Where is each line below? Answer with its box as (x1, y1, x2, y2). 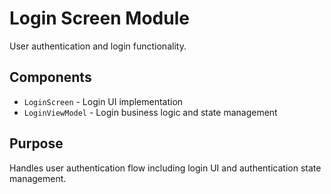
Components (9, 69, 92, 86)
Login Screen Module (9, 7, 190, 30)
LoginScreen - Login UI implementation (23, 95, 184, 107)
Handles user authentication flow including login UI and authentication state (9, 162, 322, 174)
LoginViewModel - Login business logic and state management (23, 106, 278, 118)
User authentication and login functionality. (9, 40, 187, 52)
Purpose (9, 135, 64, 152)
